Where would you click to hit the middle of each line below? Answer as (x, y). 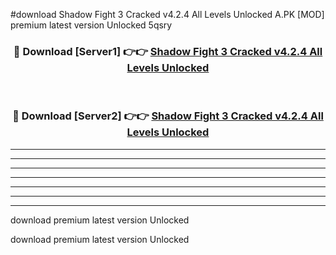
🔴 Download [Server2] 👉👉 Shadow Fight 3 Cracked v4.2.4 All (168, 116)
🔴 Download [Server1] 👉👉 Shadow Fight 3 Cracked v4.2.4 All (168, 51)
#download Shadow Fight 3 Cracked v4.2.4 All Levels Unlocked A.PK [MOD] (167, 14)
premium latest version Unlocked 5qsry (91, 25)
